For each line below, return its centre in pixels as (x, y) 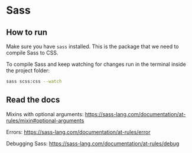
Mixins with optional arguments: (45, 114)
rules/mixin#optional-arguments (45, 120)
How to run (27, 32)
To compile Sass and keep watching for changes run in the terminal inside (96, 64)
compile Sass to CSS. (32, 53)
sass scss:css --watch (34, 81)
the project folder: (28, 71)
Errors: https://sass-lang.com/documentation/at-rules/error (78, 132)
